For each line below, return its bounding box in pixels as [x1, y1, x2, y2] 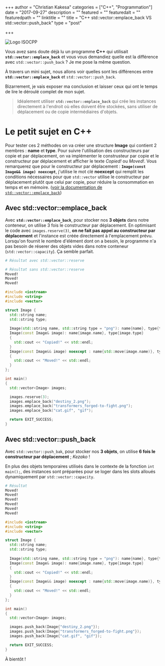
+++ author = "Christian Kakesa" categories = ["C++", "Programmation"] [5, 4, 153, 10]
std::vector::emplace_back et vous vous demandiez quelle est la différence [5, 54, 158, 60]
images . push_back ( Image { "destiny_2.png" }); [9, 625, 100, 629]
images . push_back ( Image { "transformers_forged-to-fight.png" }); [9, 629, 141, 634]
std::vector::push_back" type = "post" [5, 20, 82, 26]
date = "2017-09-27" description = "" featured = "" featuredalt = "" [5, 9, 141, 15]
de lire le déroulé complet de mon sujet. [5, 89, 85, 94]
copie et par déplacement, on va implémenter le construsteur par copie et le [5, 153, 159, 158]
